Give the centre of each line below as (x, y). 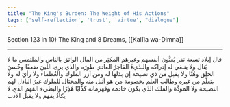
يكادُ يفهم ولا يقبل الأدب (37, 95)
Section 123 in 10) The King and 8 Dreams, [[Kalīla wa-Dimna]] (95, 39)
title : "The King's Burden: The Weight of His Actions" (88, 13)
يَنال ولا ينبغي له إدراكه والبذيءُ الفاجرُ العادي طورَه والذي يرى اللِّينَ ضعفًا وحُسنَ (107, 67)
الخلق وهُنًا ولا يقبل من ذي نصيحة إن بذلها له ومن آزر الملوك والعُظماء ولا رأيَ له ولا (111, 73)
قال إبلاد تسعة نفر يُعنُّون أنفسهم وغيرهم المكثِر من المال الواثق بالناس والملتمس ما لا (115, 59)
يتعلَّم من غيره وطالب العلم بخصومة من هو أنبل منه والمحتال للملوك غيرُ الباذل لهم (111, 81)
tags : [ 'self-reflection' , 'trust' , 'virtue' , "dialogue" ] (93, 20)
